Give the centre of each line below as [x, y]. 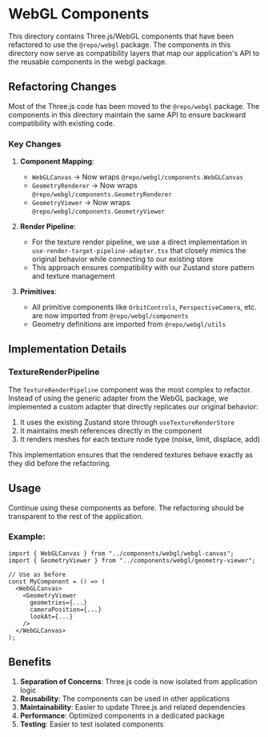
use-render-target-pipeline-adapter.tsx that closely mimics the [139, 251]
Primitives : [38, 292]
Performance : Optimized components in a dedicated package [122, 715]
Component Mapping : [57, 162]
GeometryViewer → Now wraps [81, 203]
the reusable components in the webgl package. [88, 62]
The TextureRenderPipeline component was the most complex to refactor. [130, 389]
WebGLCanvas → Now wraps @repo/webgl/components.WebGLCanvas [138, 177]
